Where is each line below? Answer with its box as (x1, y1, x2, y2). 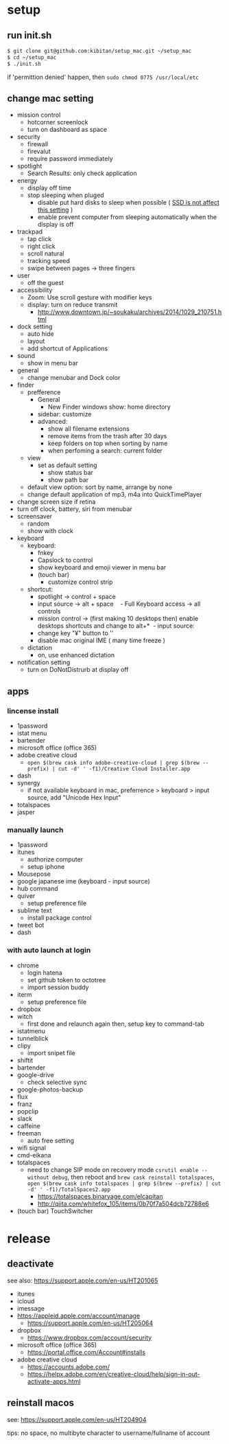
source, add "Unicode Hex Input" (27, 793, 121, 802)
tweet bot (16, 921, 45, 929)
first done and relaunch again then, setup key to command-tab (27, 1019, 204, 1028)
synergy (16, 779, 40, 787)
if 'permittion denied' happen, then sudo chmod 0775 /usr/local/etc (7, 73, 199, 81)
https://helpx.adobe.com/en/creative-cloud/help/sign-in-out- (27, 1370, 200, 1378)
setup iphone (27, 863, 65, 871)
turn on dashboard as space (27, 126, 108, 134)
